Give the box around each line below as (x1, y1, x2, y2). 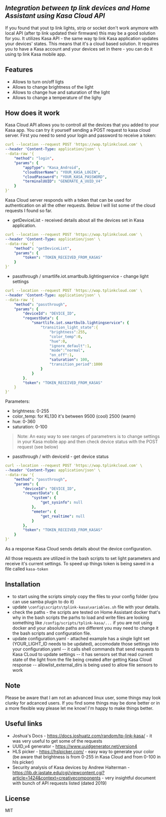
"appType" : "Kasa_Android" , (23, 165, 81, 170)
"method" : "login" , (14, 156, 54, 161)
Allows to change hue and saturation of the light (12, 89, 110, 95)
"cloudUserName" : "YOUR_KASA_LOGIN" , (23, 169, 100, 175)
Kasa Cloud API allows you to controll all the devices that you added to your (5, 122, 159, 128)
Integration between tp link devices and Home (5, 4, 151, 12)
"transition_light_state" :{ (40, 325, 98, 330)
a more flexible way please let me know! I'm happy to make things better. (5, 705, 154, 711)
